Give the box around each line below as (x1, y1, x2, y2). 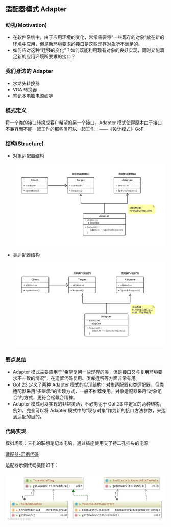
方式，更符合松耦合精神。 (23, 394, 78, 400)
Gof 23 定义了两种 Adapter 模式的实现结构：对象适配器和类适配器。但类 (12, 381, 164, 388)
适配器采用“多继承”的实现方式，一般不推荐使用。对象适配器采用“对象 (12, 388, 158, 394)
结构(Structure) (5, 140, 44, 147)
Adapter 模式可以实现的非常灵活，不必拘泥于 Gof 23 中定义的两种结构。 (12, 400, 164, 407)
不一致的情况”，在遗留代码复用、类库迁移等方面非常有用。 (17, 375, 140, 381)
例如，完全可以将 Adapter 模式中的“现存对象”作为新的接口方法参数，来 (12, 407, 162, 413)
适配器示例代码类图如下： (5, 462, 59, 468)
